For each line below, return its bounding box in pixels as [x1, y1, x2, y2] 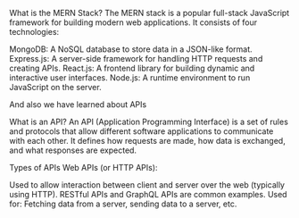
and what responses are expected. [9, 145, 137, 155]
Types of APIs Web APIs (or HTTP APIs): [9, 163, 158, 172]
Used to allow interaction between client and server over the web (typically [9, 180, 286, 190]
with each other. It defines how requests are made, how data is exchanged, [9, 136, 286, 146]
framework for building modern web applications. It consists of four [9, 17, 258, 28]
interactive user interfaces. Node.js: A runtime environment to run [9, 72, 251, 83]
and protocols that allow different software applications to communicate [9, 126, 274, 137]
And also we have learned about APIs [9, 99, 147, 110]
